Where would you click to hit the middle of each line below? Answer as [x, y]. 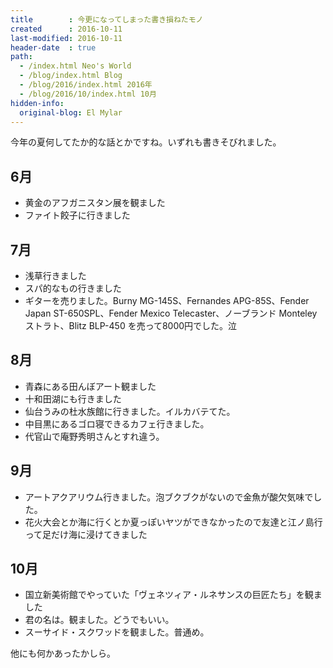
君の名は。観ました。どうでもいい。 [99, 620]
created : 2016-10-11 [66, 29]
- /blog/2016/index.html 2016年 [86, 85]
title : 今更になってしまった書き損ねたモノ [107, 19]
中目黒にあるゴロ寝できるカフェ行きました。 [117, 423]
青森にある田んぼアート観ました [90, 386]
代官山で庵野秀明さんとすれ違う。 [94, 436]
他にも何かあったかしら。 [63, 653]
